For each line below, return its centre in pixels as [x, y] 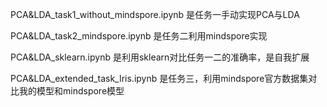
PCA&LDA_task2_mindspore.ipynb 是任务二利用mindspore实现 [139, 36]
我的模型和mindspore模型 [71, 91]
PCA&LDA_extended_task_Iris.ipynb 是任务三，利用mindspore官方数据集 [159, 78]
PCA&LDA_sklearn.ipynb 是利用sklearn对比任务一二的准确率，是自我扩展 [160, 57]
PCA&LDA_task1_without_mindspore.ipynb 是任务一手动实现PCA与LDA [155, 14]
